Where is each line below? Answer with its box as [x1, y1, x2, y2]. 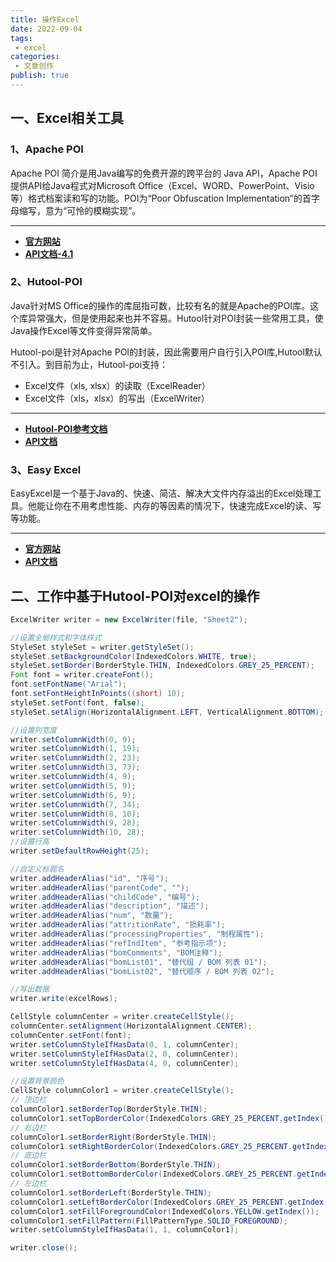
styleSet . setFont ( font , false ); [10, 697, 145, 708]
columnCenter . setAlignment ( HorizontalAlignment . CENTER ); [10, 1021, 253, 1031]
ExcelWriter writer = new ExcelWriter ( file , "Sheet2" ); [10, 614, 248, 625]
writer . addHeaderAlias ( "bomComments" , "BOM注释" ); [10, 947, 223, 958]
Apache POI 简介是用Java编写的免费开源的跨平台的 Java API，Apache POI [10, 167, 318, 179]
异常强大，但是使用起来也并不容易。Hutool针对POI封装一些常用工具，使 [27, 312, 324, 324]
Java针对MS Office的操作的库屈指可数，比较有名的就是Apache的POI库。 [10, 299, 311, 311]
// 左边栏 [10, 1179, 47, 1189]
